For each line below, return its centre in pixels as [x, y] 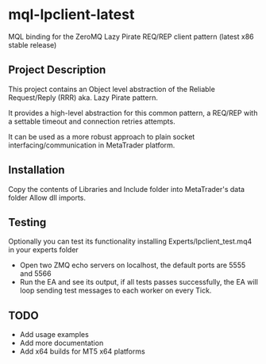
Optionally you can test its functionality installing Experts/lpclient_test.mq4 [130, 241]
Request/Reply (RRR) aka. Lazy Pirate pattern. [83, 98]
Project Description [57, 70]
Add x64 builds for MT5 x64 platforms [82, 351]
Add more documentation [62, 343]
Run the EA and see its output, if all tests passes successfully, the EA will [139, 282]
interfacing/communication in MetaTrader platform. [92, 145]
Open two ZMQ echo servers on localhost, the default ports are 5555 [133, 265]
